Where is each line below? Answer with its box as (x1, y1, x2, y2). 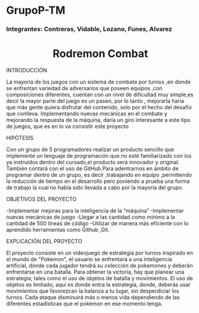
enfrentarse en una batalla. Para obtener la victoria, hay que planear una (6, 268, 185, 275)
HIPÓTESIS (6, 134, 34, 142)
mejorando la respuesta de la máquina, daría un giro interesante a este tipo (6, 116, 191, 124)
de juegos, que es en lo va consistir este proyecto (6, 123, 129, 130)
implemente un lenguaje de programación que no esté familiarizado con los (6, 152, 192, 159)
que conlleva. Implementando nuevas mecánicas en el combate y (6, 110, 167, 117)
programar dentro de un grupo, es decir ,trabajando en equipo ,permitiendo (6, 171, 192, 179)
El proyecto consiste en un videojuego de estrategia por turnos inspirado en (6, 249, 193, 257)
